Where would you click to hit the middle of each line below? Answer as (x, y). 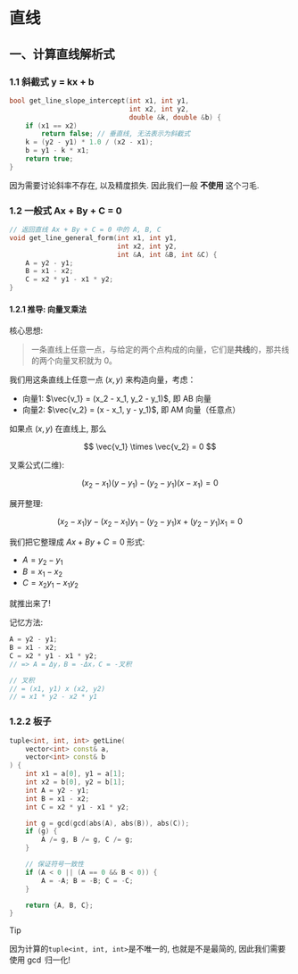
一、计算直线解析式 (62, 54)
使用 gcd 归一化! (40, 960)
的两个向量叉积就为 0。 (74, 361)
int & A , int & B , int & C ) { (167, 254)
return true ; (50, 159)
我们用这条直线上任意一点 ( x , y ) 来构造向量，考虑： (103, 379)
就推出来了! (30, 604)
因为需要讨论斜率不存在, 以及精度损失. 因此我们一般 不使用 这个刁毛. (134, 185)
